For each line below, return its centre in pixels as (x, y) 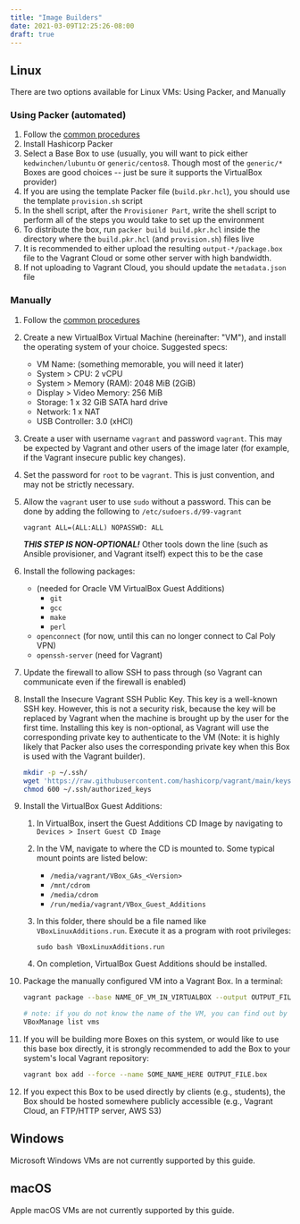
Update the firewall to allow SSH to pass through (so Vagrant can (142, 672)
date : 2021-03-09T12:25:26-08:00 (72, 26)
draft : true (32, 34)
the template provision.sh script (83, 201)
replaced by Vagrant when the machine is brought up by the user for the (156, 718)
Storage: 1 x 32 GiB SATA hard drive (102, 402)
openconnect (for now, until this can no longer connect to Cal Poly (156, 635)
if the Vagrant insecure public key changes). (104, 457)
